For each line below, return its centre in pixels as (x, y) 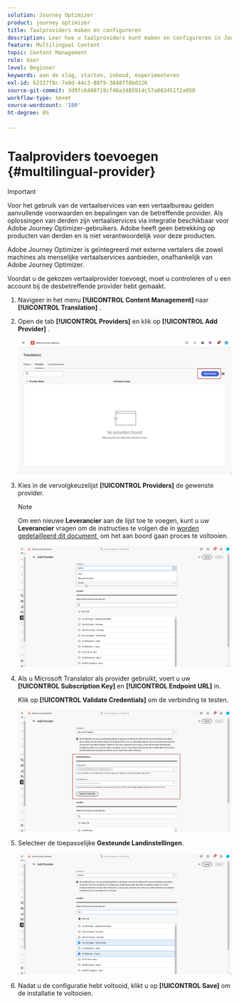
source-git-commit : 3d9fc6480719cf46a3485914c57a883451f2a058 (101, 90)
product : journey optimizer (49, 22)
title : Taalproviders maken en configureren (74, 30)
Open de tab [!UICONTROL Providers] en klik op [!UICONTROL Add (118, 321)
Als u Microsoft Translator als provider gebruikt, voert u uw (104, 678)
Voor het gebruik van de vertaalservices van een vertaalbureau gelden (111, 205)
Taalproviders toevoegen (83, 157)
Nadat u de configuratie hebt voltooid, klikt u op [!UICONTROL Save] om (124, 985)
